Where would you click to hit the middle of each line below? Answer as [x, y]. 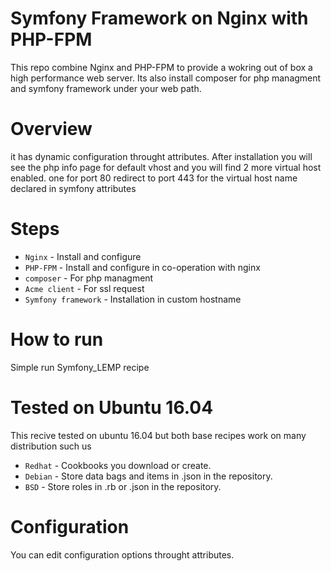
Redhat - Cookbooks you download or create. [118, 465]
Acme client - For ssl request [84, 288]
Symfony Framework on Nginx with [159, 18]
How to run [57, 339]
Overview [51, 129]
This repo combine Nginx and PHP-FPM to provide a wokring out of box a [161, 67]
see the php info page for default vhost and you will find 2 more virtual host [166, 167]
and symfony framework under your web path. [106, 88]
